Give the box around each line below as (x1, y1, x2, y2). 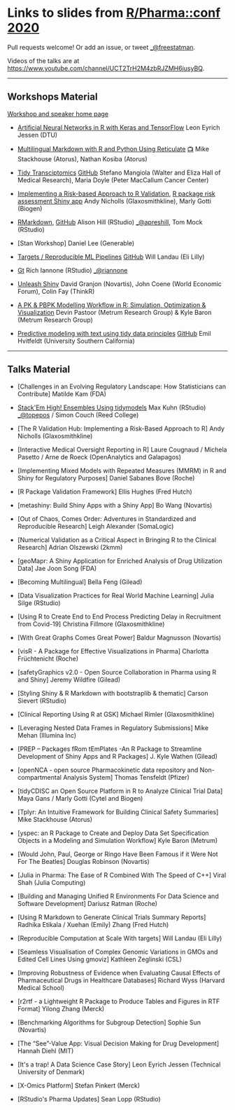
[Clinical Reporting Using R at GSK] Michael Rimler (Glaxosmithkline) (17, 710, 215, 718)
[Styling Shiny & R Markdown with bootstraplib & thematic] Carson (17, 689, 208, 697)
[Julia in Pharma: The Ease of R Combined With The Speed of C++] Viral (17, 871, 227, 879)
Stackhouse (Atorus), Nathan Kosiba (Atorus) (17, 154, 148, 163)
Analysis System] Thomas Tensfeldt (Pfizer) (62, 773, 190, 781)
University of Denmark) (17, 1067, 85, 1076)
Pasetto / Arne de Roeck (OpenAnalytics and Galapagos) (17, 452, 182, 461)
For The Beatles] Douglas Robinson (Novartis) (17, 857, 150, 865)
